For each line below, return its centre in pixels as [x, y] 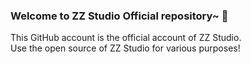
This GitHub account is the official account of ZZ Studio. [126, 38]
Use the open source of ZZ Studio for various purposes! [125, 48]
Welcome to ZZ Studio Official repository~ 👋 [119, 16]
